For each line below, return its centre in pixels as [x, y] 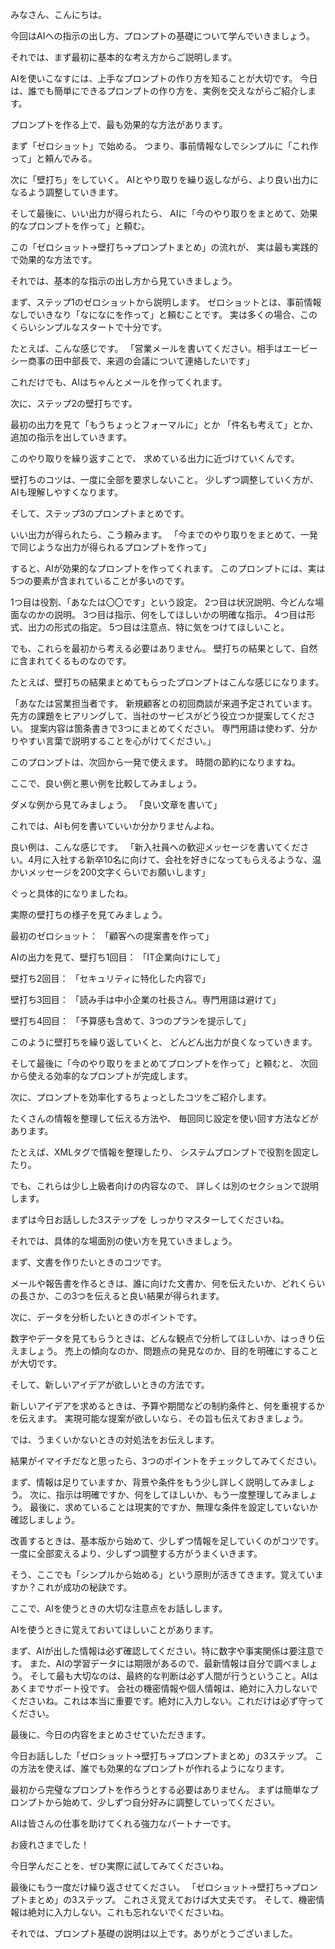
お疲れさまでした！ [50, 1844]
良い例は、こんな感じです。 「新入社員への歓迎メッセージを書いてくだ [155, 847]
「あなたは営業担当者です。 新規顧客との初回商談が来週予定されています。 [164, 703]
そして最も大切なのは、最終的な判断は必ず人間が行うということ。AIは [174, 1676]
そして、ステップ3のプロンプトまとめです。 [100, 513]
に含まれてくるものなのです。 [71, 661]
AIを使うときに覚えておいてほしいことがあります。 [114, 1629]
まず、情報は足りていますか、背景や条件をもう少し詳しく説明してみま [154, 1482]
